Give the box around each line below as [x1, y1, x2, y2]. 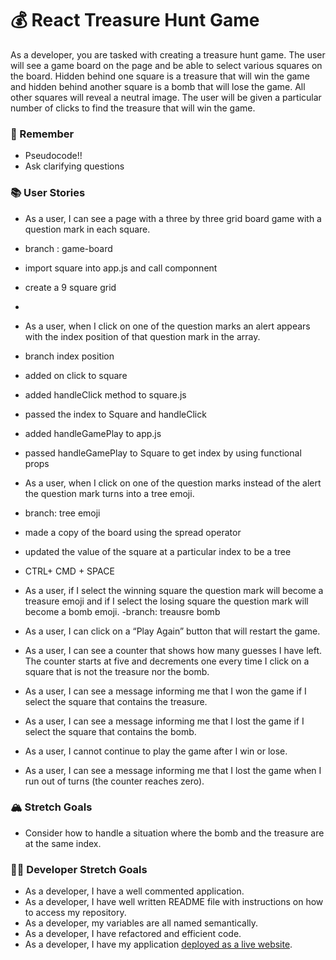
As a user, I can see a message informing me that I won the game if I [24, 685, 307, 697]
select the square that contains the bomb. [24, 725, 197, 737]
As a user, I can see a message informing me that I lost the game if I [24, 715, 305, 727]
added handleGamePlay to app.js [24, 427, 162, 439]
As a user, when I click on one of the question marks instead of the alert [24, 477, 322, 489]
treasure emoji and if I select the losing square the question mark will [24, 595, 309, 607]
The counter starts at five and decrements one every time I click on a [24, 655, 310, 667]
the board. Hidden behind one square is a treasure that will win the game [10, 70, 310, 82]
